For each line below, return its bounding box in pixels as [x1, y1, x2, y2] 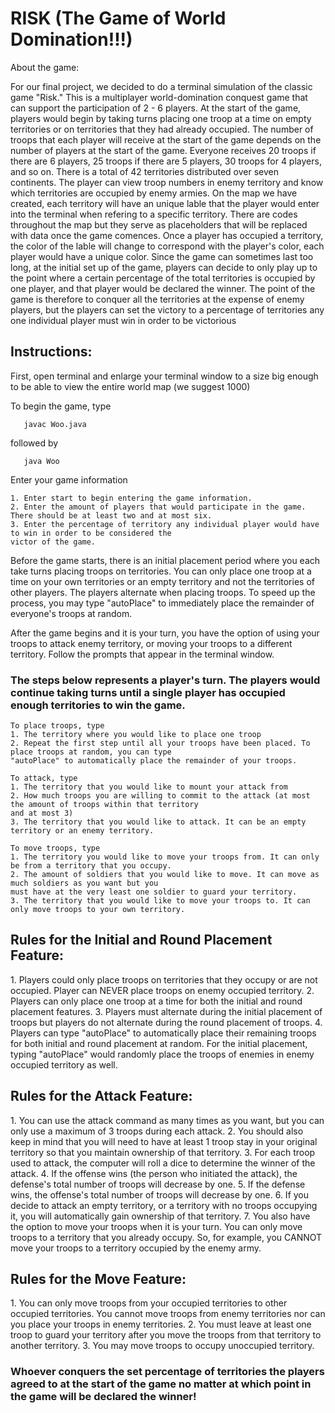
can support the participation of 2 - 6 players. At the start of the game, [10, 102, 302, 114]
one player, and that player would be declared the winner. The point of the [10, 282, 316, 294]
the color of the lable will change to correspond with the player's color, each [10, 240, 325, 252]
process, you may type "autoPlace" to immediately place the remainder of [10, 597, 315, 609]
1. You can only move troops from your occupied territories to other [10, 1297, 288, 1309]
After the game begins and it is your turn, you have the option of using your [10, 627, 320, 639]
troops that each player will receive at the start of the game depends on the [10, 133, 322, 146]
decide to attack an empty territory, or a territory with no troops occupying [10, 1199, 318, 1211]
